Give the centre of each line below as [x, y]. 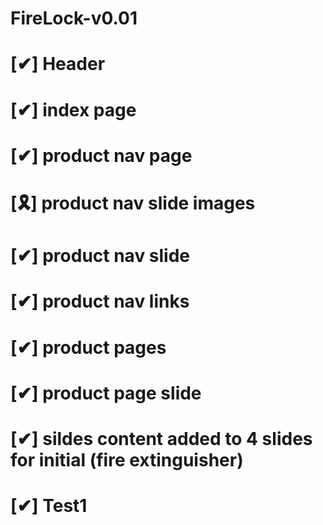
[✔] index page [73, 109]
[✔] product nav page [101, 155]
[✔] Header [58, 64]
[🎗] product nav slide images [133, 203]
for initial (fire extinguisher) [127, 459]
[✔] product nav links [100, 301]
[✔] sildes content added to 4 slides [161, 438]
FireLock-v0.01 [74, 18]
